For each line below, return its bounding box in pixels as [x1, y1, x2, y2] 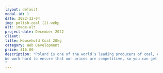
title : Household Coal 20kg [5, 38, 62, 43]
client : [5, 34, 21, 39]
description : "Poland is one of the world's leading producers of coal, [5, 51, 155, 57]
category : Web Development [5, 43, 60, 48]
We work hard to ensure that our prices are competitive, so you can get [5, 56, 158, 61]
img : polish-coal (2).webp [5, 20, 60, 25]
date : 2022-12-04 [5, 16, 40, 21]
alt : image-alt [5, 25, 36, 30]
